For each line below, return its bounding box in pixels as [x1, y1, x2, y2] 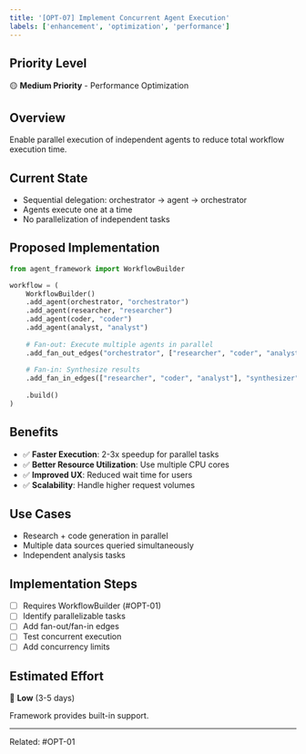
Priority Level [9, 56, 87, 71]
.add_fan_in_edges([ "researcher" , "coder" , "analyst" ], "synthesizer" [25, 374, 300, 383]
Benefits [9, 424, 59, 440]
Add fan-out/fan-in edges [22, 621, 120, 632]
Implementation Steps [9, 576, 138, 592]
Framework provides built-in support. [9, 710, 149, 721]
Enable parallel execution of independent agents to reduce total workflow [9, 134, 285, 146]
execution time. [9, 144, 67, 155]
